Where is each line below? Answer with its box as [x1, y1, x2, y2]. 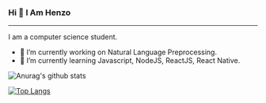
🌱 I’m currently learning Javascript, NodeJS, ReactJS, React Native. [19, 56, 241, 65]
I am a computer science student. [8, 32, 118, 42]
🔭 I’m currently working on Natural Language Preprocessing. [19, 47, 218, 57]
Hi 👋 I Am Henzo [8, 7, 71, 18]
